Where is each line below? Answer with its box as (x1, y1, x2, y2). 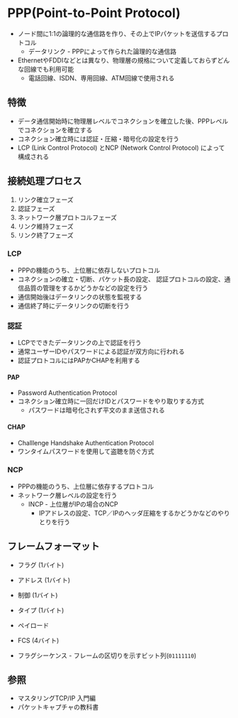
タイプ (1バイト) (17, 606, 64, 614)
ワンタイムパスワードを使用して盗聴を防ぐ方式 (17, 447, 154, 455)
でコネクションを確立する (17, 126, 93, 134)
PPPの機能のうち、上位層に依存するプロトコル (17, 482, 154, 491)
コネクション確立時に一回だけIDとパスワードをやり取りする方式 (17, 397, 204, 406)
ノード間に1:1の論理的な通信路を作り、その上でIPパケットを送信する (17, 29, 217, 38)
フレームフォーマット (7, 540, 101, 553)
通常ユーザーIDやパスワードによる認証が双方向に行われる (17, 347, 186, 356)
